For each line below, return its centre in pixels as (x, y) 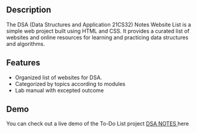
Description (29, 10)
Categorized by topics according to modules (70, 83)
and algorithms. (26, 44)
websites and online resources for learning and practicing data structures (97, 37)
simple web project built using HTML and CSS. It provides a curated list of (98, 31)
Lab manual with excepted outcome (59, 90)
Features (23, 63)
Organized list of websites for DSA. (58, 77)
